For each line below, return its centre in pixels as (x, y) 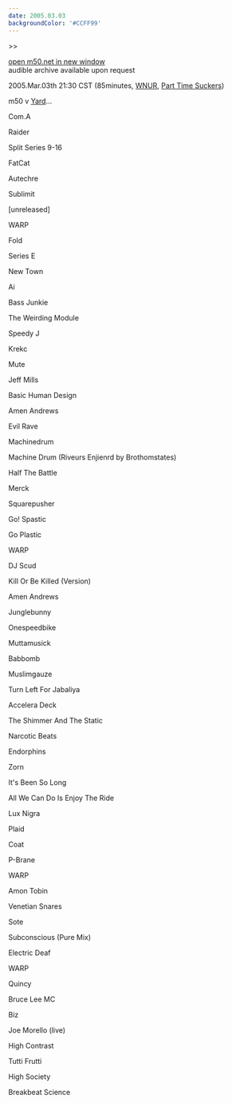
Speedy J (24, 333)
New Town (26, 271)
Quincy (20, 983)
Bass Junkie (28, 302)
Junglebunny (30, 611)
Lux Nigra (24, 813)
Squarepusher (31, 504)
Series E (22, 256)
